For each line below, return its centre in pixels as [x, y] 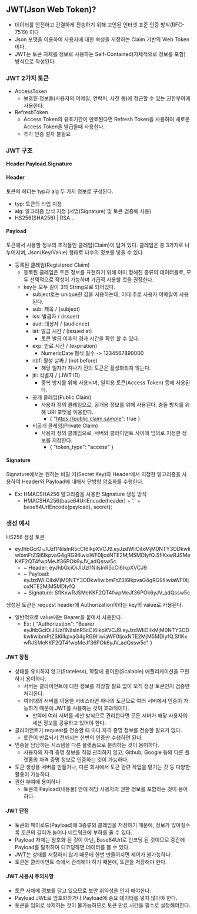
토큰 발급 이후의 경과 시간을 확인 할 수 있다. [90, 338]
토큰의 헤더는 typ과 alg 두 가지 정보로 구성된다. [60, 191]
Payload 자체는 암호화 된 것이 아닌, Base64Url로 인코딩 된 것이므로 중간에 [100, 840]
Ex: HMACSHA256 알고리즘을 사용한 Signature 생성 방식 [81, 494]
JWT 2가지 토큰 [27, 78]
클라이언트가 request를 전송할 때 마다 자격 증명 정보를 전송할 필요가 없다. [98, 730]
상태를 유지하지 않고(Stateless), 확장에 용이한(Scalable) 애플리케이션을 [96, 671]
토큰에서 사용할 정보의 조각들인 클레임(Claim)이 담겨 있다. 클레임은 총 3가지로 [95, 245]
